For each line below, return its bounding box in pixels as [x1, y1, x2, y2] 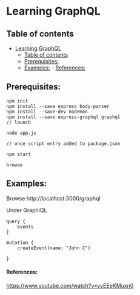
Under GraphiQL [6, 206, 47, 214]
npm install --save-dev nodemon [6, 108, 88, 115]
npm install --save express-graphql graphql [6, 114, 121, 120]
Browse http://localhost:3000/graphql [6, 194, 101, 202]
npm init [6, 98, 28, 104]
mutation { [6, 240, 34, 246]
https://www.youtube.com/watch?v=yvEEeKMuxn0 [6, 282, 134, 289]
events [17, 224, 34, 230]
